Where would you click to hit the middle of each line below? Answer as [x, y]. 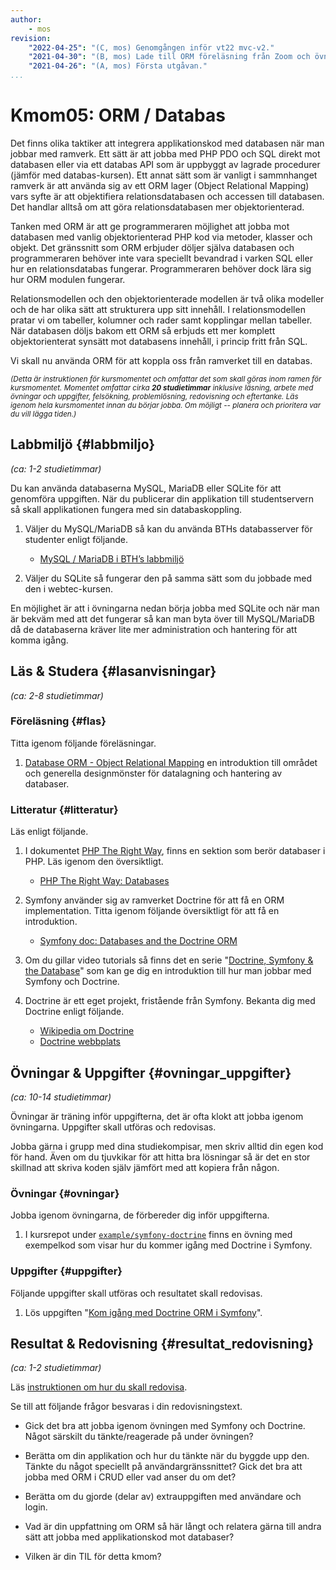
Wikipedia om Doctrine [87, 1031]
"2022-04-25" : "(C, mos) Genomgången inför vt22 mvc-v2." [151, 47]
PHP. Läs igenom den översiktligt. [94, 862]
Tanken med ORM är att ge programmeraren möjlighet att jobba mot [150, 226]
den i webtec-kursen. [69, 588]
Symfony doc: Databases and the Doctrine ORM [138, 941]
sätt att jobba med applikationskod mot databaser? [129, 1537]
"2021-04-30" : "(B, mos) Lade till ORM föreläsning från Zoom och [169, 57]
